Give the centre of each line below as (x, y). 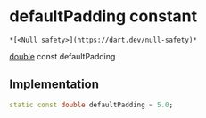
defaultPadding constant (103, 16)
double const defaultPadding (62, 56)
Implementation (54, 85)
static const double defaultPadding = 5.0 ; (91, 105)
